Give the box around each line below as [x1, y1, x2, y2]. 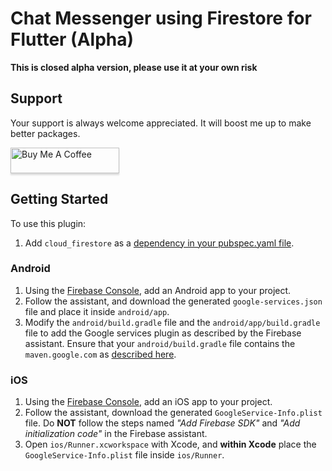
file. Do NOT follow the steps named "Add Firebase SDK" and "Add [24, 417, 301, 429]
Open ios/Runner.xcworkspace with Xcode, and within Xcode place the [24, 438, 317, 451]
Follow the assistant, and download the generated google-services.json [24, 295, 323, 307]
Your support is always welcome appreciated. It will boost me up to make [10, 117, 312, 129]
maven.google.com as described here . [24, 348, 177, 360]
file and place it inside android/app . [24, 305, 170, 317]
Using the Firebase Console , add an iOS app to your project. [24, 396, 273, 408]
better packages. [10, 127, 81, 139]
